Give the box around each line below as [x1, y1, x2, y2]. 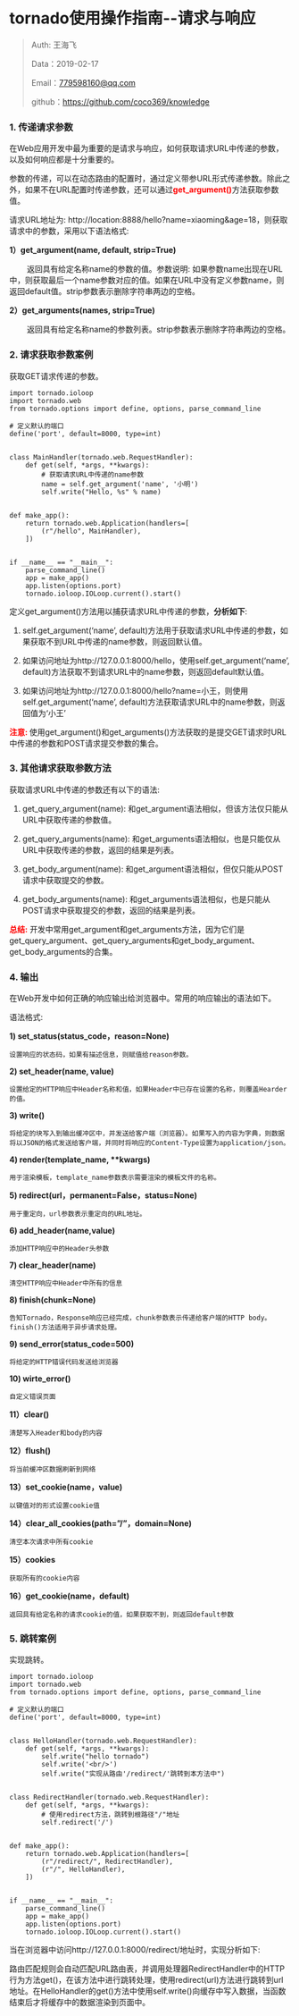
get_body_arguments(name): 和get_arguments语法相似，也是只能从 [21, 893, 270, 904]
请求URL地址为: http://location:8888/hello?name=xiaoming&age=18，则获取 [9, 215, 288, 225]
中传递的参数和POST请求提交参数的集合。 [9, 738, 163, 748]
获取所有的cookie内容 [9, 1574, 80, 1583]
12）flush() [9, 1446, 52, 1456]
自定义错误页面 [9, 1392, 56, 1402]
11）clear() [9, 1409, 49, 1420]
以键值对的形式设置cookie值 [9, 1501, 100, 1511]
